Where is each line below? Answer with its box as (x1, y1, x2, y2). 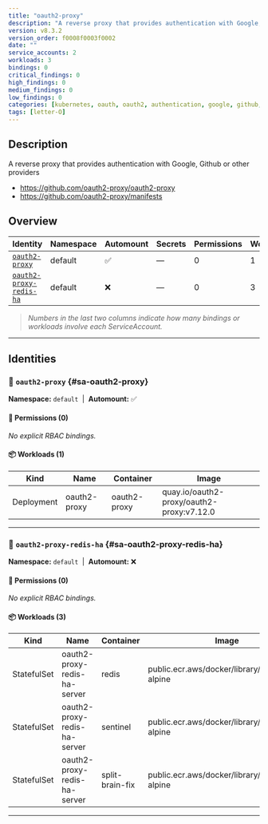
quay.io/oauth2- (162, 486, 225, 497)
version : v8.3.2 (8, 26, 62, 34)
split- (100, 770, 123, 781)
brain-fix (100, 779, 136, 790)
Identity (12, 238, 43, 249)
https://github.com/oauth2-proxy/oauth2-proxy (19, 183, 175, 192)
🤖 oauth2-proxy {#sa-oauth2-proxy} (8, 376, 149, 387)
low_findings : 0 (8, 93, 62, 101)
